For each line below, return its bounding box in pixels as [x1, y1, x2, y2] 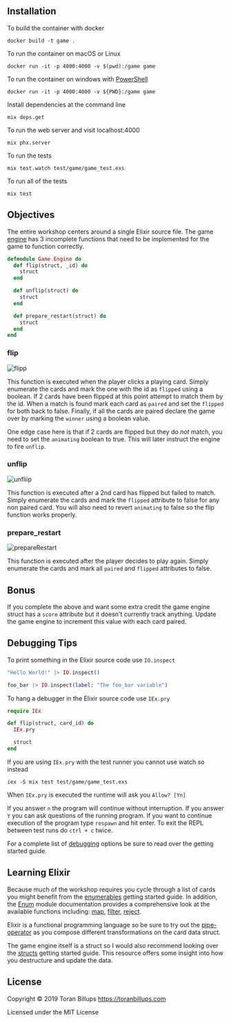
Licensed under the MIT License [7, 1007, 99, 1016]
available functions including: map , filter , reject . [7, 907, 142, 916]
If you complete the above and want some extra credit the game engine [7, 602, 210, 611]
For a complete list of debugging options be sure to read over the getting [7, 839, 214, 848]
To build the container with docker [7, 24, 105, 32]
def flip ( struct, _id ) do [13, 262, 88, 269]
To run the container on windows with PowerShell [7, 75, 148, 83]
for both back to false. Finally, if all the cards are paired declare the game [7, 407, 215, 415]
